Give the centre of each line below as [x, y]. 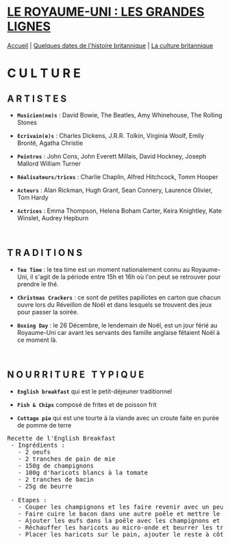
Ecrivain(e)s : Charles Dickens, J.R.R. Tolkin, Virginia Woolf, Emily [111, 135]
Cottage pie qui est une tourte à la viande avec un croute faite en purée [118, 418]
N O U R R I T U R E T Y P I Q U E [76, 375]
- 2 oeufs [35, 452]
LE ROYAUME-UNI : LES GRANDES [106, 12]
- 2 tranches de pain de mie [67, 459]
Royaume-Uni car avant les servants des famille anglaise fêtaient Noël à [118, 332]
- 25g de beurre [45, 486]
